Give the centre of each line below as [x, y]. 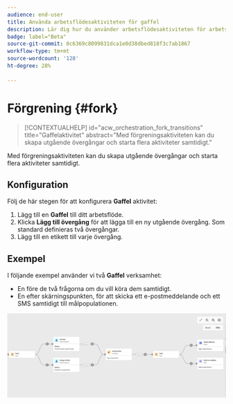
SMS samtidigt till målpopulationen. [68, 304]
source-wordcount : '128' [43, 59]
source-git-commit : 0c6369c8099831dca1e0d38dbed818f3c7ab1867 [99, 44]
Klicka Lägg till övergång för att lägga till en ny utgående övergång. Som [121, 222]
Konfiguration [38, 185]
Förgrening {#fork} [63, 108]
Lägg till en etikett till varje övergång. [70, 237]
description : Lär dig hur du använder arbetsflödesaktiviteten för [107, 29]
